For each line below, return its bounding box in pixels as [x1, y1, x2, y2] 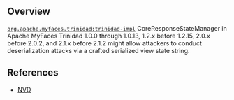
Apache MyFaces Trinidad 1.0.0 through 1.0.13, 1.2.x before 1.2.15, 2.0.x [7, 31, 211, 40]
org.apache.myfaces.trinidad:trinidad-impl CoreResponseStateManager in [7, 24, 227, 32]
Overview [7, 6, 51, 17]
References [7, 66, 59, 79]
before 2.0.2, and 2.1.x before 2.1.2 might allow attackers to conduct [7, 38, 203, 48]
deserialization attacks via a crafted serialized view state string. [7, 46, 190, 55]
